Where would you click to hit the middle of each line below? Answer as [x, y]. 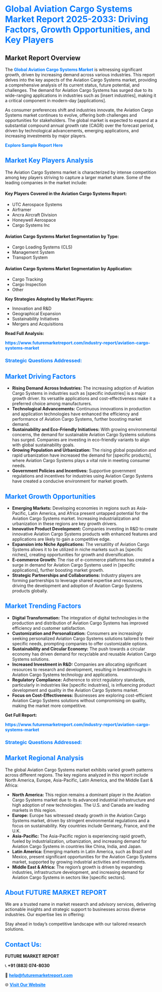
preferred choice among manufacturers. [52, 404]
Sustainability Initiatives [36, 319]
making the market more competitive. [49, 706]
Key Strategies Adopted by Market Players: [49, 299]
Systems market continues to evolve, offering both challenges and [71, 115]
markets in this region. [34, 810]
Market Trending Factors [43, 606]
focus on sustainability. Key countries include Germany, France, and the [84, 826]
